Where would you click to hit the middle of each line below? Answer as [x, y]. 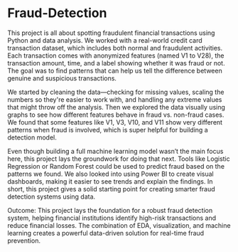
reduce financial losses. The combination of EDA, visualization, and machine [119, 225]
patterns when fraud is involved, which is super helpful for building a [108, 130]
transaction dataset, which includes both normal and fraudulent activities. [115, 48]
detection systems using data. [52, 196]
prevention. [24, 241]
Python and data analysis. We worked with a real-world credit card [105, 40]
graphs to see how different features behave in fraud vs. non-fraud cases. [116, 115]
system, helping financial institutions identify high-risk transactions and [112, 218]
